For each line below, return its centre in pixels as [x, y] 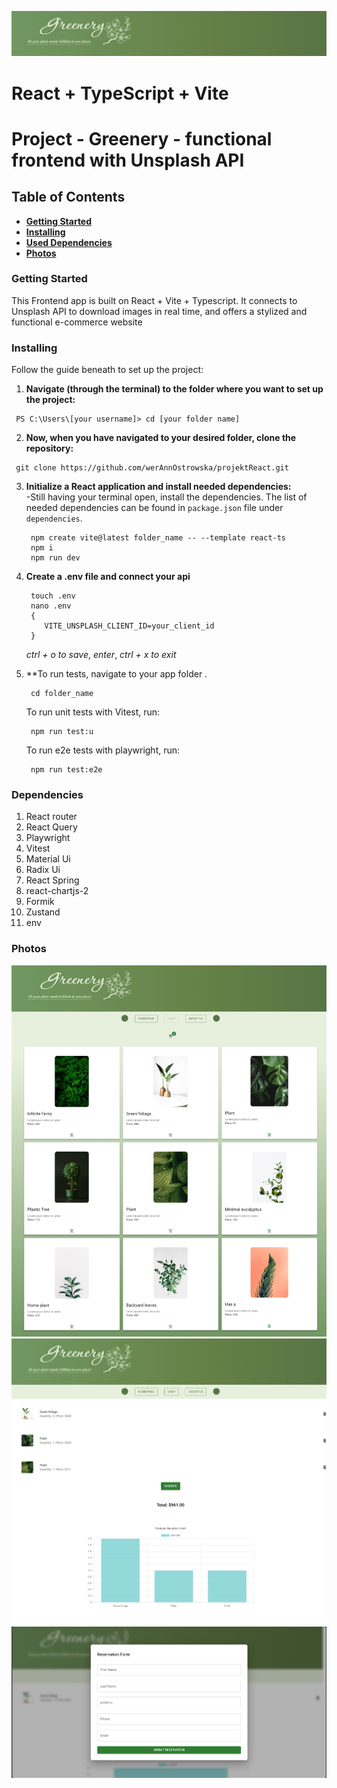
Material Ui [48, 859]
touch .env [53, 596]
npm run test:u [62, 732]
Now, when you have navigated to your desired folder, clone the [161, 438]
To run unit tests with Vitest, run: [93, 712]
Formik [40, 902]
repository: [49, 448]
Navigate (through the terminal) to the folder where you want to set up [174, 389]
